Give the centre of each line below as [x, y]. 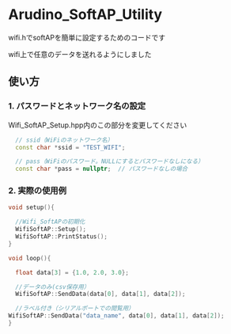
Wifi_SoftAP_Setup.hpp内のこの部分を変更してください [98, 125]
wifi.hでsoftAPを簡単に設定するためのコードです [87, 37]
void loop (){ [30, 258]
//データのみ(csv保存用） [53, 287]
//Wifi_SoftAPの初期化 [50, 222]
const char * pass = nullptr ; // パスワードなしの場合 [102, 169]
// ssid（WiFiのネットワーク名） [64, 140]
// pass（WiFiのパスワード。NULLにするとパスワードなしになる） [110, 161]
